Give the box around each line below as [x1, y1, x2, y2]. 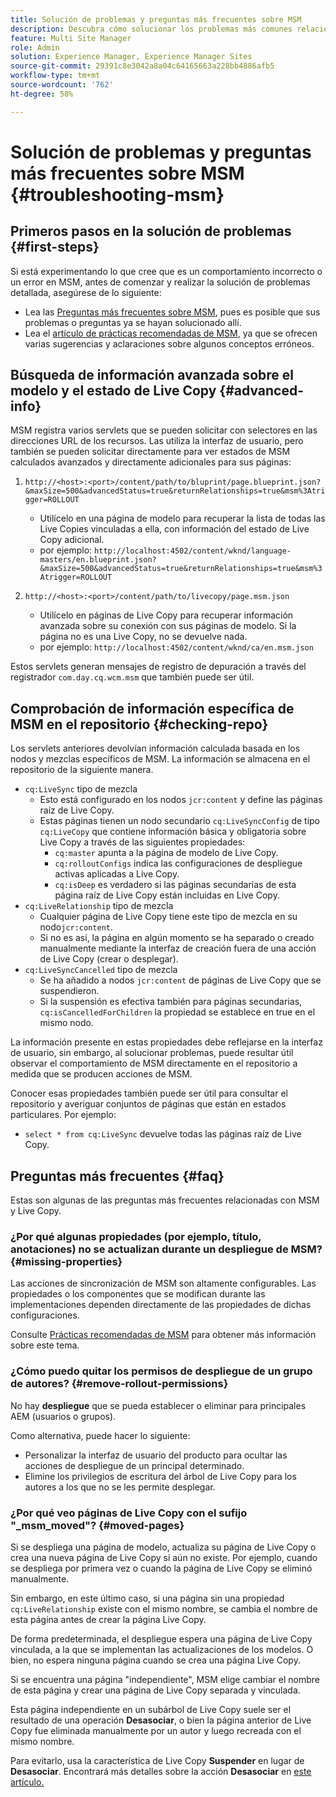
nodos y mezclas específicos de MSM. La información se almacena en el [10, 753, 311, 765]
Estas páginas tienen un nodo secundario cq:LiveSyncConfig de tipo [39, 815, 320, 827]
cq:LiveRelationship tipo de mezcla [24, 900, 174, 912]
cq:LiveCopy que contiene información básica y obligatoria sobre [39, 826, 307, 838]
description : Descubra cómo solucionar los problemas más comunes [10, 24, 293, 34]
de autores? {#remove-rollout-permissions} [10, 1377, 229, 1391]
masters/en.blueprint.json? [39, 555, 157, 565]
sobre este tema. [10, 1339, 80, 1351]
